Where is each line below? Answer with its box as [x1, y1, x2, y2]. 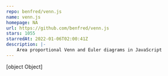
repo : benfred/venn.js [6, 8, 62, 15]
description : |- [6, 42, 46, 48]
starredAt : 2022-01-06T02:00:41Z [6, 36, 88, 42]
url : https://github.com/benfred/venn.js [6, 25, 110, 31]
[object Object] [6, 63, 43, 70]
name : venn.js [6, 14, 41, 20]
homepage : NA [6, 19, 38, 25]
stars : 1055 [6, 31, 35, 37]
